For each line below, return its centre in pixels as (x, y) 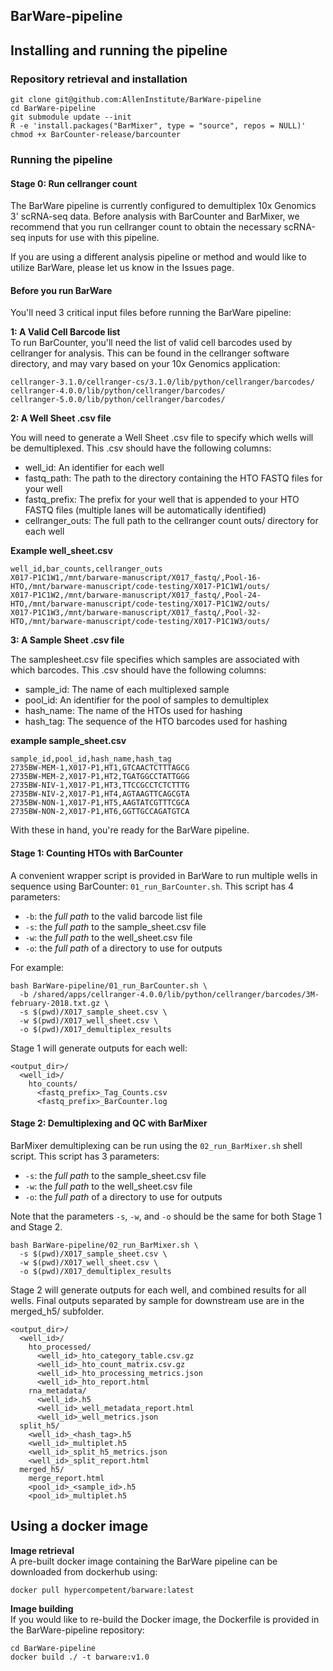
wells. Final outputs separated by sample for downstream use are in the (157, 1300)
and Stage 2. (36, 1226)
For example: (37, 967)
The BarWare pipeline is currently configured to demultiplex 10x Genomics (163, 206)
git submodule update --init (71, 117)
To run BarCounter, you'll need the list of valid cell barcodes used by (151, 343)
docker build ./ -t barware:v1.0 (80, 1657)
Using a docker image (79, 1526)
